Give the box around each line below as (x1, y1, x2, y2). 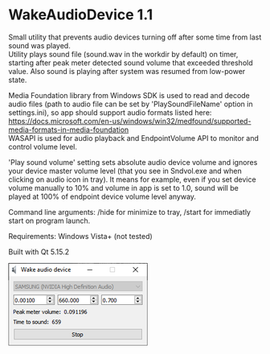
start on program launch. (8, 216, 91, 225)
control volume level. (8, 142, 78, 151)
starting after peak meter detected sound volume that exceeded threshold (8, 58, 253, 68)
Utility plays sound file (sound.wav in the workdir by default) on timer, (8, 49, 239, 59)
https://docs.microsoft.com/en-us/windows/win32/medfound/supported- (8, 116, 252, 126)
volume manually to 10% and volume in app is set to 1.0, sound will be (8, 183, 239, 192)
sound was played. (8, 40, 71, 50)
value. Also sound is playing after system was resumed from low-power (8, 66, 246, 76)
